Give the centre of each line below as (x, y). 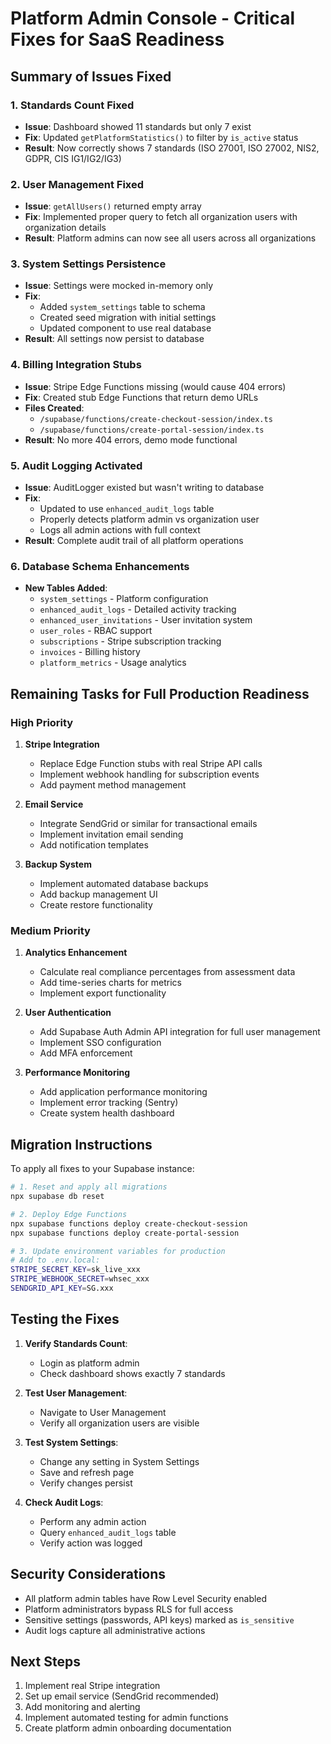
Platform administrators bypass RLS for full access (129, 1609)
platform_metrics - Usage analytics (113, 663)
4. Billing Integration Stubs (76, 365)
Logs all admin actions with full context (120, 530)
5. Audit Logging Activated (76, 465)
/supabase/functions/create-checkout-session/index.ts (156, 419)
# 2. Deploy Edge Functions (69, 1214)
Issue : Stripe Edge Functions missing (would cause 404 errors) (155, 386)
